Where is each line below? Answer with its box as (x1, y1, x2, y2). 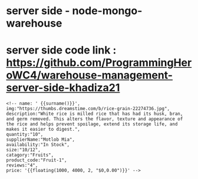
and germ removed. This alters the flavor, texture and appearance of (6, 116, 183, 122)
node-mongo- (72, 4, 143, 18)
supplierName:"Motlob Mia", (6, 137, 75, 142)
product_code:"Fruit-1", (6, 157, 67, 163)
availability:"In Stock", (6, 142, 70, 148)
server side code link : (6, 44, 117, 57)
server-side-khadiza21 (6, 81, 120, 95)
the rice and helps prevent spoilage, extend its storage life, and (6, 121, 178, 127)
